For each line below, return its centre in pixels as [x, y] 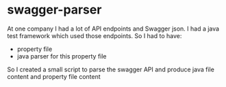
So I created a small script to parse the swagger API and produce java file [111, 69]
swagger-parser [54, 10]
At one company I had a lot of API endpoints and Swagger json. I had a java [113, 29]
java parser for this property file [62, 56]
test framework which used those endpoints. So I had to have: [95, 35]
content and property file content [54, 76]
